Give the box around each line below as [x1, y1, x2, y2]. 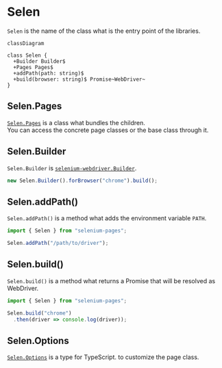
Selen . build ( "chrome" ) [7, 309, 72, 317]
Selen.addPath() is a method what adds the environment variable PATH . [7, 214, 207, 222]
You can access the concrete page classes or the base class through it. [7, 126, 209, 134]
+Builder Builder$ [13, 57, 66, 65]
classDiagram [7, 40, 45, 47]
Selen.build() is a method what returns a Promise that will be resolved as [7, 276, 216, 285]
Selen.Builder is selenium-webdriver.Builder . [7, 163, 137, 172]
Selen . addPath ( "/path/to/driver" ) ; [7, 240, 109, 247]
